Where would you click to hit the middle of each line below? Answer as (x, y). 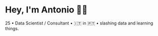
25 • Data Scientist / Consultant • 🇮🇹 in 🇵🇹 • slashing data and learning (79, 23)
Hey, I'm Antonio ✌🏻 (46, 10)
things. (12, 28)
